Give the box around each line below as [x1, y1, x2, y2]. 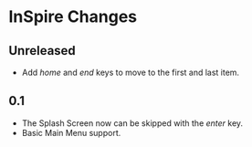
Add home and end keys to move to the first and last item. [21, 67, 239, 78]
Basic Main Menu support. [21, 127, 121, 138]
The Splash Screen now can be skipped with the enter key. [21, 117, 244, 129]
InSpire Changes [8, 6, 138, 27]
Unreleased [8, 43, 77, 58]
